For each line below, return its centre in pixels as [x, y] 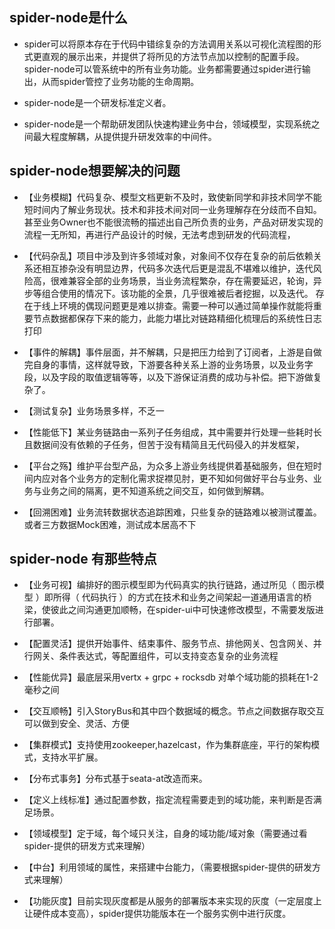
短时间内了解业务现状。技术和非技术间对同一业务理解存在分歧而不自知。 [172, 209]
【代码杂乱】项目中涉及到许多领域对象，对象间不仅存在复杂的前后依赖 [168, 255]
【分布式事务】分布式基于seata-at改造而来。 [115, 779]
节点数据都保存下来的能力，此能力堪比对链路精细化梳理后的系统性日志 [177, 318]
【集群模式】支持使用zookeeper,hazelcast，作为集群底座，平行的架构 [167, 745]
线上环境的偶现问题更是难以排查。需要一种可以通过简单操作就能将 [177, 305]
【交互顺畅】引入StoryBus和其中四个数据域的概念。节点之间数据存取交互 [174, 711]
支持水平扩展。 [72, 757]
